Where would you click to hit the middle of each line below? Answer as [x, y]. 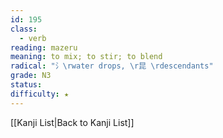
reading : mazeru [44, 47]
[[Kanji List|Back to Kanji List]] [72, 122]
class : [24, 29]
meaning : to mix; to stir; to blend [86, 57]
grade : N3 [31, 76]
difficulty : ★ [40, 94]
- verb [33, 38]
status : [26, 85]
